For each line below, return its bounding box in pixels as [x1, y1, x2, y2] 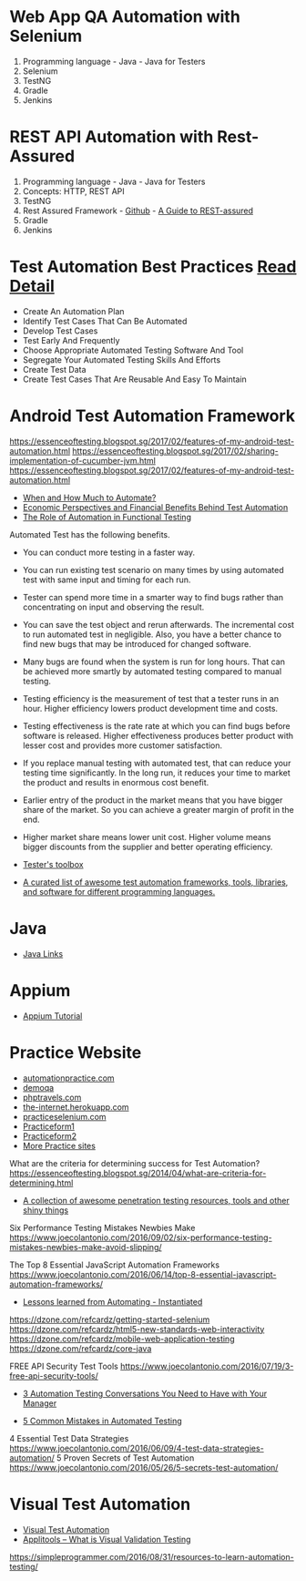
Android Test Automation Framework [9, 406, 296, 426]
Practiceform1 [22, 1121, 76, 1132]
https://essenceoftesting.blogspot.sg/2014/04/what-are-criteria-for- [9, 1167, 267, 1178]
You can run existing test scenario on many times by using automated [22, 564, 284, 575]
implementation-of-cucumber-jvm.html [9, 455, 157, 466]
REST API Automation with [9, 127, 214, 148]
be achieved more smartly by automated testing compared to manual [22, 665, 282, 676]
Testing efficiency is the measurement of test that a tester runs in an [22, 693, 280, 703]
